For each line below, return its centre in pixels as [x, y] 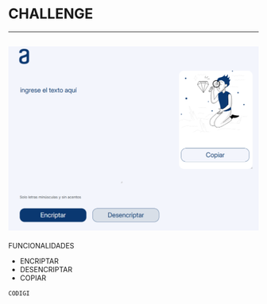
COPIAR [33, 278]
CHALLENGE [51, 14]
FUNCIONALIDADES [41, 246]
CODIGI [19, 294]
